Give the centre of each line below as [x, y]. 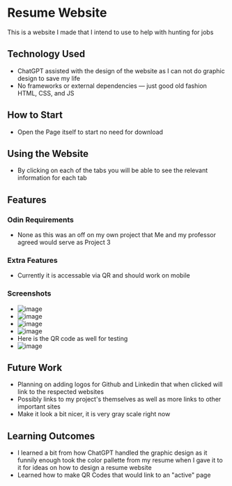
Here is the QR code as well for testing [72, 338]
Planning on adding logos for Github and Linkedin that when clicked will [120, 384]
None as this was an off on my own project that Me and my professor [116, 235]
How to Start [35, 115]
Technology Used [46, 54]
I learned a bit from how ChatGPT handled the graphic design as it [112, 453]
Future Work [35, 368]
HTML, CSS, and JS [46, 93]
